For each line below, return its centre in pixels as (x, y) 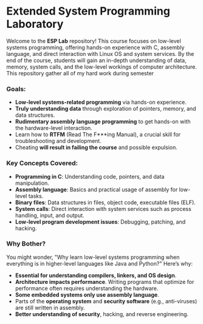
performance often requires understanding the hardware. (87, 288)
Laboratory (35, 24)
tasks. (36, 196)
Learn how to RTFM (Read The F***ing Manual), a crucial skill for (98, 134)
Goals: (16, 89)
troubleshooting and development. (58, 141)
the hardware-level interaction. (53, 128)
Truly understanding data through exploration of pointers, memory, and (105, 109)
